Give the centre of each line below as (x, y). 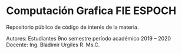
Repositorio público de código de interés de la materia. (72, 27)
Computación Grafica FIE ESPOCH (91, 11)
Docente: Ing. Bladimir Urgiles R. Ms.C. (53, 45)
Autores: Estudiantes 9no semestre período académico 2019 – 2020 (89, 38)
